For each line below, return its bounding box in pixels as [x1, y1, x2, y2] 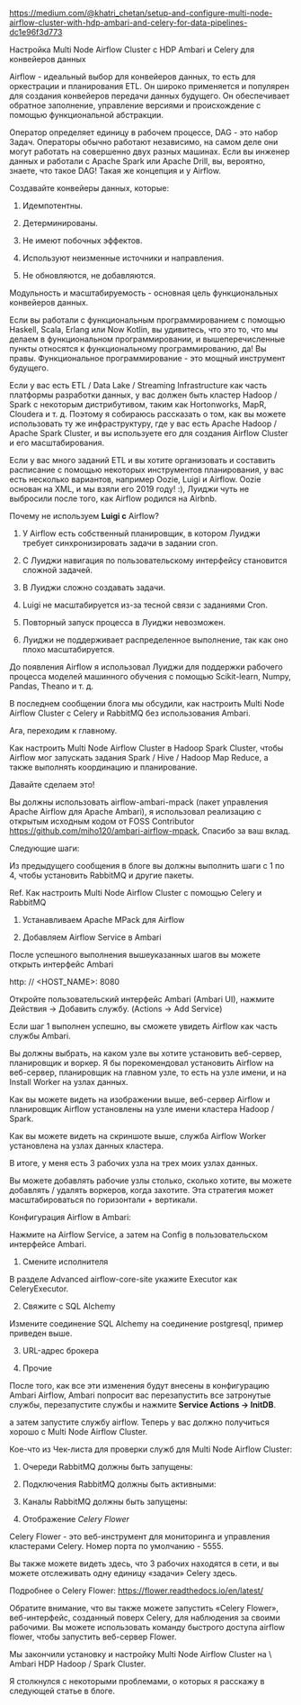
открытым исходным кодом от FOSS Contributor [9, 816, 195, 826]
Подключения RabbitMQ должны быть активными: [22, 1479, 217, 1490]
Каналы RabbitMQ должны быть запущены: [22, 1496, 189, 1507]
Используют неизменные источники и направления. [22, 252, 225, 263]
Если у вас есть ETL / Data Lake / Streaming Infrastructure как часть [9, 380, 268, 390]
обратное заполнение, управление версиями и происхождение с [9, 100, 261, 111]
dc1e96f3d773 [9, 27, 63, 37]
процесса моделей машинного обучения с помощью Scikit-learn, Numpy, [9, 671, 292, 681]
